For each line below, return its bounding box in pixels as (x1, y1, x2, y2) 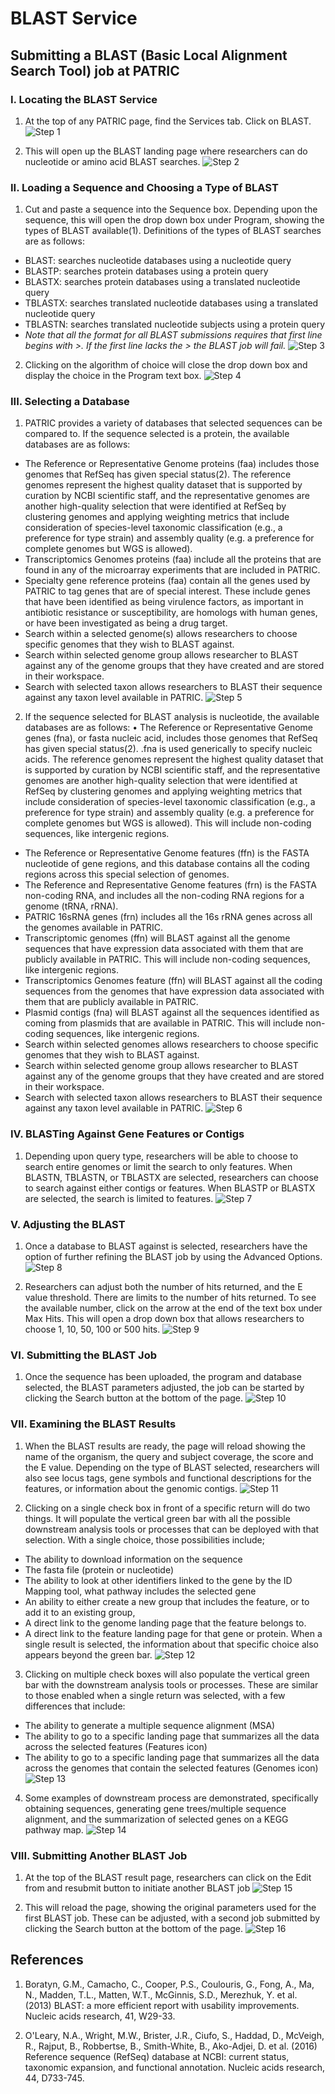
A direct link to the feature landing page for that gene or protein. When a (24, 1627, 323, 1639)
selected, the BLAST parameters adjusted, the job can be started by (24, 1382, 305, 1394)
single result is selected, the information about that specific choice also (24, 1638, 319, 1650)
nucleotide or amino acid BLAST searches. (24, 155, 201, 167)
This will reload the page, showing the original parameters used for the (24, 1901, 317, 1913)
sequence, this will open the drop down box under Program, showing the (24, 214, 325, 226)
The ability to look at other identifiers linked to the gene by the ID (24, 1574, 293, 1586)
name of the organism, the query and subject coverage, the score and (24, 1450, 314, 1462)
